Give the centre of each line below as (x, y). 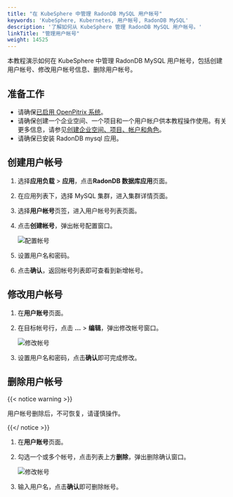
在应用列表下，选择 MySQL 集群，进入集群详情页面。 (94, 196)
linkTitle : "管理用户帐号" (44, 33)
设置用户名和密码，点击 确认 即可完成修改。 (79, 357)
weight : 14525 (28, 40)
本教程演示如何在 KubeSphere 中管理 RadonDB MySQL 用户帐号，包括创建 (115, 61)
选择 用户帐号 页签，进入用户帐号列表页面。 (79, 211)
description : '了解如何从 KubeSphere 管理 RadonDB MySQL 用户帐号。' (105, 27)
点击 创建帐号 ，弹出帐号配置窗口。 (67, 225)
